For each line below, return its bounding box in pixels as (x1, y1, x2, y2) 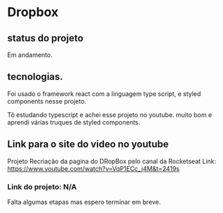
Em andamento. (7, 50, 53, 59)
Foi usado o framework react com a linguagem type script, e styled (7, 89, 201, 98)
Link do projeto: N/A (7, 181, 77, 191)
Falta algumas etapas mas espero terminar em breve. (7, 198, 161, 206)
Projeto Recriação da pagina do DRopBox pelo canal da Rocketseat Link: (7, 157, 217, 165)
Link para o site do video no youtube (7, 138, 169, 151)
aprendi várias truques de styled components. (7, 118, 141, 126)
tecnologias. (7, 71, 63, 83)
